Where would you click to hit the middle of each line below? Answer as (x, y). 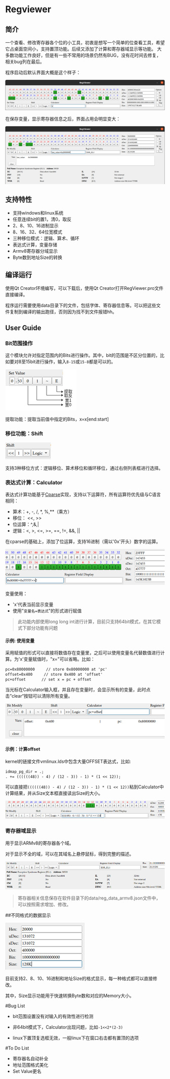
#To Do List (17, 1048)
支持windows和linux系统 (38, 213)
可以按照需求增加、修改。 (44, 905)
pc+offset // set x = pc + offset (49, 680)
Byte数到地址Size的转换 (37, 257)
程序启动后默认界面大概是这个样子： (43, 72)
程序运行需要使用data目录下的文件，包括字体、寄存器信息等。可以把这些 (81, 305)
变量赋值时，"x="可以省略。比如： (59, 659)
